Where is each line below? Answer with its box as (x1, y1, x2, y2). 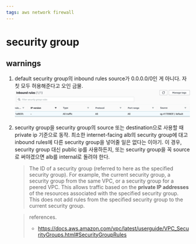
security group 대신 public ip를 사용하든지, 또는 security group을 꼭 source (14, 146, 190, 153)
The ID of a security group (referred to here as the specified (29, 164, 173, 172)
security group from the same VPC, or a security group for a (29, 177, 174, 184)
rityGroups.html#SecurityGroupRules (37, 231, 127, 238)
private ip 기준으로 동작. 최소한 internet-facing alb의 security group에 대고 (14, 131, 188, 138)
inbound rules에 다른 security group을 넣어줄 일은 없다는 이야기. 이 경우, (14, 138, 182, 146)
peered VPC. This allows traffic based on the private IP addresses (29, 183, 189, 190)
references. (29, 214, 57, 221)
